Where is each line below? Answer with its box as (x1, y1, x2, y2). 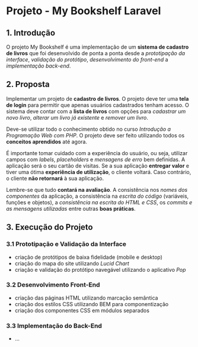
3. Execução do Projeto (6, 222, 93, 232)
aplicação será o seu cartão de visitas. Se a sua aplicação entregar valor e (6, 162, 190, 169)
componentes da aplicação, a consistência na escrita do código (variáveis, (6, 192, 189, 200)
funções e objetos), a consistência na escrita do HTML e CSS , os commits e (6, 198, 193, 205)
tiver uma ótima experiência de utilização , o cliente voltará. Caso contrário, (6, 168, 191, 175)
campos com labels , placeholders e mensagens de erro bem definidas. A (6, 156, 186, 163)
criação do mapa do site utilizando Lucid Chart (14, 259, 129, 267)
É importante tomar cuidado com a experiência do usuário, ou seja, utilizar (6, 149, 188, 156)
